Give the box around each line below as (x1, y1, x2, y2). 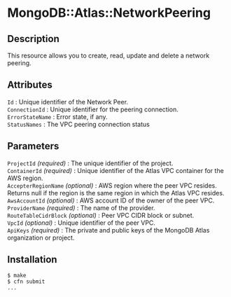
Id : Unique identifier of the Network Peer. (7, 97, 128, 106)
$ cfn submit (7, 278, 45, 285)
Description (7, 33, 59, 45)
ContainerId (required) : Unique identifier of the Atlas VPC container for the (7, 166, 224, 174)
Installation (7, 254, 57, 265)
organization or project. (7, 233, 75, 242)
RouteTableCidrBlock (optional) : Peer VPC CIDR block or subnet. (7, 211, 195, 219)
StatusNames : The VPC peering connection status (7, 120, 150, 128)
